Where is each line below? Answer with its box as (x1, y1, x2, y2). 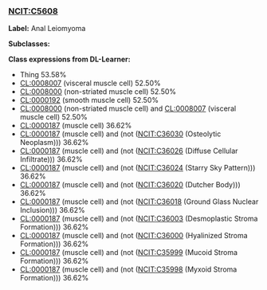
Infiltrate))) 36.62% (19, 155, 83, 164)
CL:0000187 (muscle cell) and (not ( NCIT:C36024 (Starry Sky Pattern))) (19, 163, 256, 173)
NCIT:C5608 (8, 6, 58, 17)
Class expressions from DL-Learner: (8, 54, 131, 65)
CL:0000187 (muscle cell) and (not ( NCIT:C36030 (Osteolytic (19, 129, 222, 139)
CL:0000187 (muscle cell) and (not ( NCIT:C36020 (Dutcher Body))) (19, 180, 241, 190)
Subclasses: (8, 39, 50, 49)
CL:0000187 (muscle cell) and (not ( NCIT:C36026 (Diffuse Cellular (19, 146, 238, 156)
